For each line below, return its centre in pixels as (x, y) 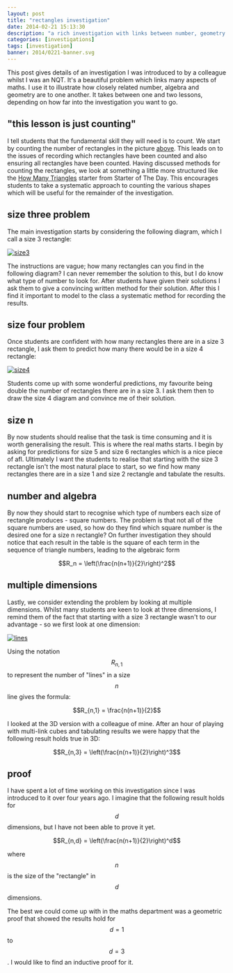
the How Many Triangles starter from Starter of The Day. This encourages (113, 178)
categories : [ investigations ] (51, 40)
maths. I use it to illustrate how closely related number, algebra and (103, 87)
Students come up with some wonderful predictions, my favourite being (110, 384)
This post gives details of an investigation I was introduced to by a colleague (117, 72)
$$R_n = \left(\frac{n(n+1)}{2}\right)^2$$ (117, 563)
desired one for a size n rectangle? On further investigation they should (109, 535)
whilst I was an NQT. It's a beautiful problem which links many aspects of (112, 80)
